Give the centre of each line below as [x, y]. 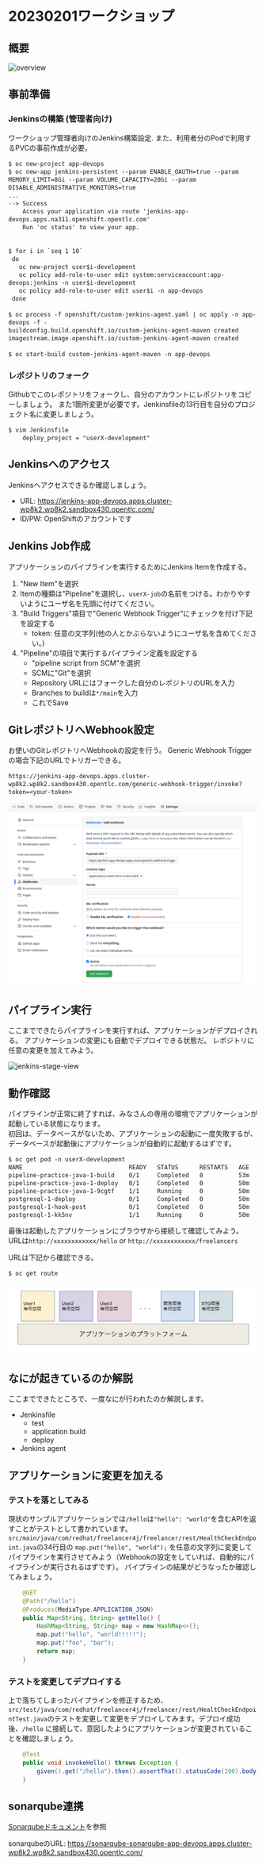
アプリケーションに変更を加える [86, 1475]
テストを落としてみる [49, 1500]
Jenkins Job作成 [49, 546]
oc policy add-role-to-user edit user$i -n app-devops [111, 290]
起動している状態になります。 [57, 1124]
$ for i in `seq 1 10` [46, 251]
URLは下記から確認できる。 [53, 1257]
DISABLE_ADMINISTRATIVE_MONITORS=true [72, 187]
